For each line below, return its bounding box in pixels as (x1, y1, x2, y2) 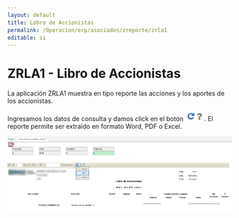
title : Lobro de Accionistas (7, 19, 94, 26)
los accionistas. (7, 97, 54, 105)
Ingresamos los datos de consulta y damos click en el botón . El (7, 115, 214, 123)
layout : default (7, 11, 56, 19)
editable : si (7, 34, 46, 41)
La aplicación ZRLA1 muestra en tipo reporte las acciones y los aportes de (7, 89, 225, 98)
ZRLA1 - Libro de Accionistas (7, 66, 181, 82)
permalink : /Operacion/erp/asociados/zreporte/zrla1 (7, 26, 168, 33)
